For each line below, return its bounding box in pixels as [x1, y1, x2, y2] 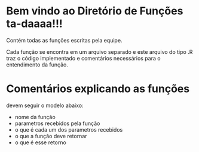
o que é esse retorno [14, 139, 67, 146]
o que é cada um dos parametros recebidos [14, 126, 123, 133]
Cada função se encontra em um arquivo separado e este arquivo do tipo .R [6, 48, 193, 55]
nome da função [14, 113, 56, 120]
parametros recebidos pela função [14, 120, 100, 127]
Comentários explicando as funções [6, 82, 190, 96]
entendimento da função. [6, 61, 69, 68]
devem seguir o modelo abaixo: [6, 102, 84, 109]
